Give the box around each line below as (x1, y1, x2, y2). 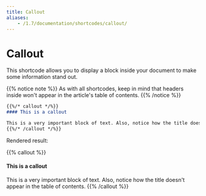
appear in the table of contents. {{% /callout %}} (6, 183, 129, 190)
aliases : (6, 15, 29, 21)
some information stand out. (6, 73, 78, 81)
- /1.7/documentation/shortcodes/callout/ (17, 20, 128, 26)
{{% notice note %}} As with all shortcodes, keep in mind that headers (6, 85, 184, 92)
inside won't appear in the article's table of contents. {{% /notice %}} (6, 92, 181, 99)
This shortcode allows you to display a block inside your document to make (6, 67, 197, 74)
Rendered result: (6, 137, 48, 144)
